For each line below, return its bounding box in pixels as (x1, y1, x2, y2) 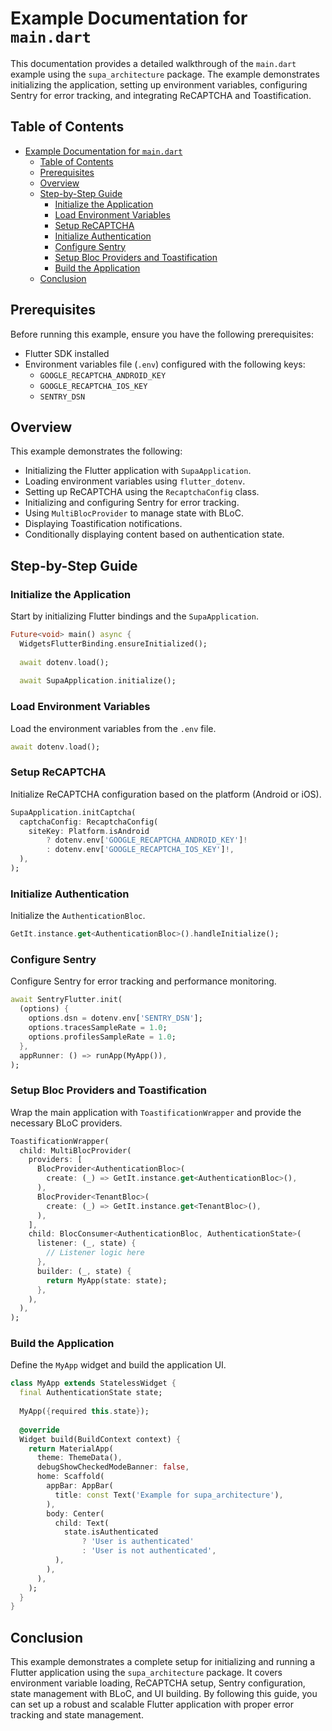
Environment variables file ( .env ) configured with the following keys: (24, 358, 306, 370)
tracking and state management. (10, 1709, 144, 1721)
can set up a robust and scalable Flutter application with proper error (10, 1698, 295, 1711)
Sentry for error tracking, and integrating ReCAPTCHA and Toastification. (10, 89, 312, 101)
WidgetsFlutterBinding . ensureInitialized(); (19, 638, 208, 649)
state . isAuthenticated (63, 1527, 159, 1537)
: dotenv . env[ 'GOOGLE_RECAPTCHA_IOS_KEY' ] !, (46, 845, 235, 855)
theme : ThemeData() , (36, 1453, 123, 1463)
